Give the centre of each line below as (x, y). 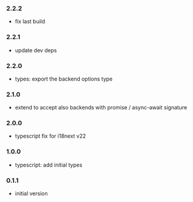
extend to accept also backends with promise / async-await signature (101, 108)
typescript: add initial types (49, 165)
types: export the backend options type (64, 79)
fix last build (30, 22)
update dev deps (36, 50)
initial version (31, 194)
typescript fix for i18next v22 (50, 136)
